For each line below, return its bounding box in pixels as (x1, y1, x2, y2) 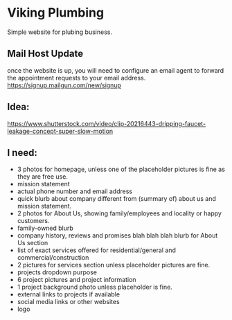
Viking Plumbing (7, 5, 105, 21)
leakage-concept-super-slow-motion (7, 127, 114, 135)
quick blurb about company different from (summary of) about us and (17, 195, 216, 203)
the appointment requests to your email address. (7, 73, 146, 82)
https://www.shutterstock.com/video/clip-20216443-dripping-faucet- (7, 119, 206, 127)
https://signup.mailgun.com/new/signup (7, 81, 121, 89)
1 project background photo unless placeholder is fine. (17, 283, 173, 292)
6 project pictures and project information (17, 276, 136, 284)
